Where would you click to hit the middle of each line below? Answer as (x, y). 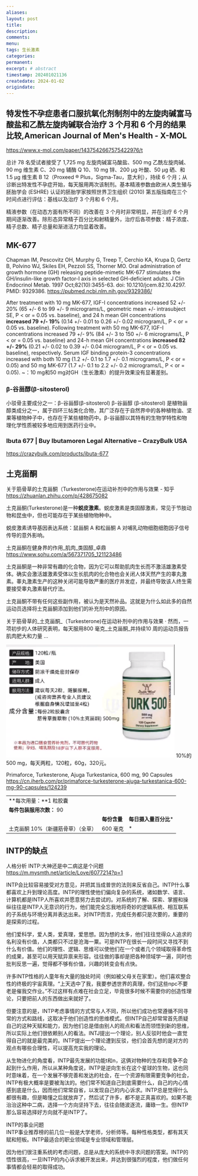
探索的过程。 (27, 921)
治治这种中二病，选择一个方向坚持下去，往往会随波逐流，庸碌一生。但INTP (97, 1105)
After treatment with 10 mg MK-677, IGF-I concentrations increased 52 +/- (96, 302)
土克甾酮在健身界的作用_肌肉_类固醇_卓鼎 (56, 548)
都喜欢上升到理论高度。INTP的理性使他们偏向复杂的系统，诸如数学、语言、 (97, 892)
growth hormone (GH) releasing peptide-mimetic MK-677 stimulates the (93, 272)
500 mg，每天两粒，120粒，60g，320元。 (58, 763)
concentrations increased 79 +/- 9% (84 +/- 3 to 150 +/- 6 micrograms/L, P (98, 334)
